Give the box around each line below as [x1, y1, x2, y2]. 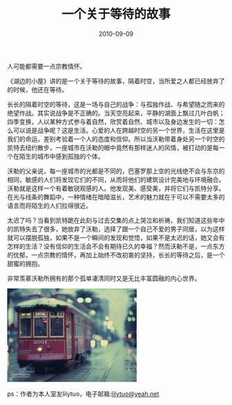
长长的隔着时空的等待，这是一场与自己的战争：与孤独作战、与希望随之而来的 [7, 100, 225, 108]
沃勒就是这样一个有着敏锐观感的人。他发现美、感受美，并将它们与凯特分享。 [7, 184, 225, 192]
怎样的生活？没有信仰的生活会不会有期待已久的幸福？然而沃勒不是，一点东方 [7, 242, 225, 250]
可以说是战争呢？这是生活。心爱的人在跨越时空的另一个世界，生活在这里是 [12, 126, 225, 134]
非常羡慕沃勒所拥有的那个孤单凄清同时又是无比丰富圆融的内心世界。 [7, 274, 201, 282]
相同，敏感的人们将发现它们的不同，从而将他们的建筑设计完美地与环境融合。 [7, 175, 225, 183]
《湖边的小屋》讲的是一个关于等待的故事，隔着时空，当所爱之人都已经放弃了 [7, 77, 225, 85]
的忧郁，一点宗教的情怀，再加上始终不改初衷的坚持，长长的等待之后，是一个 [7, 251, 225, 259]
